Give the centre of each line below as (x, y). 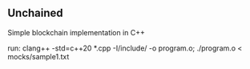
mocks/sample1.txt (38, 56)
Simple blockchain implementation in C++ (77, 32)
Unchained (35, 13)
